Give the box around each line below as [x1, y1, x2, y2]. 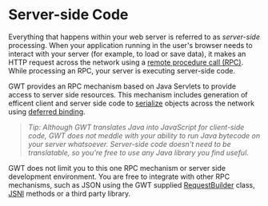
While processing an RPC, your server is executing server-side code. [8, 65, 236, 75]
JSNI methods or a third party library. [8, 188, 130, 198]
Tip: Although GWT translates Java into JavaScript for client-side [27, 122, 245, 132]
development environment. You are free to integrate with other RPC [8, 172, 230, 181]
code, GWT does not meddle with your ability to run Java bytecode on [27, 130, 261, 141]
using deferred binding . [8, 106, 86, 117]
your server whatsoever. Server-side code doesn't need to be [27, 139, 231, 149]
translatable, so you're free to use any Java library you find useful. [27, 148, 250, 157]
